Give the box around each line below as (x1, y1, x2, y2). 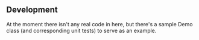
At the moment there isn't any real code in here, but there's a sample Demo (6, 20, 193, 27)
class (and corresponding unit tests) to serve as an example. (6, 27, 157, 34)
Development (6, 5, 58, 15)
